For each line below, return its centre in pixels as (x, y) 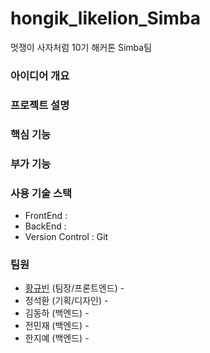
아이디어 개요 (40, 75)
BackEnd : (45, 226)
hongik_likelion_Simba (106, 18)
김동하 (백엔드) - (57, 313)
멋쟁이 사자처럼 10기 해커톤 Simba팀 (81, 47)
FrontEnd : (46, 215)
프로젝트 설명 (40, 105)
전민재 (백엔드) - (57, 326)
